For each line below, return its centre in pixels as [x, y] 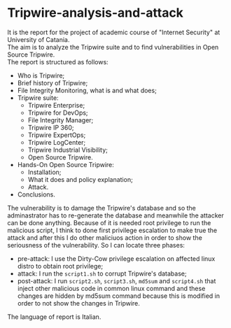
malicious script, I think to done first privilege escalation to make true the [112, 230]
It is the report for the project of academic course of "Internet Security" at [114, 32]
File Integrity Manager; [61, 120]
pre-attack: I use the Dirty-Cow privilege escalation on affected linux [116, 258]
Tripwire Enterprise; [56, 105]
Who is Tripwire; [41, 76]
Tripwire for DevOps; [58, 113]
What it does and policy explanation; [80, 179]
